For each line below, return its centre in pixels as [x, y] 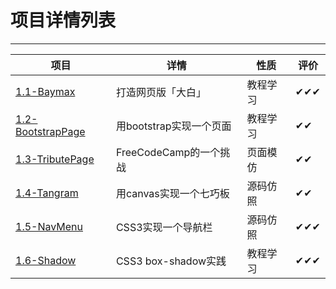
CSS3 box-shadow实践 [171, 261]
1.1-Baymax [45, 91]
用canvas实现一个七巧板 [172, 193]
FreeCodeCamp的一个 [168, 152]
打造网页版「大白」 [161, 92]
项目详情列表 [63, 20]
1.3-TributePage [55, 159]
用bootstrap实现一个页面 [173, 126]
